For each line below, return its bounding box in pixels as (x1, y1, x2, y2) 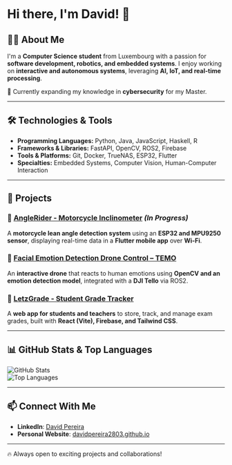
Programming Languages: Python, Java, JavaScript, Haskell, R (17, 136, 198, 144)
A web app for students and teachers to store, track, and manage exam (7, 310, 213, 318)
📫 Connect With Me (7, 401, 97, 412)
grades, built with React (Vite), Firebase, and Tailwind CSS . (7, 317, 178, 325)
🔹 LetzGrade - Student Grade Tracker (7, 294, 134, 303)
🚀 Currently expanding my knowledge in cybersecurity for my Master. (7, 88, 207, 95)
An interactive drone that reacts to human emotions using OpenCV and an (7, 269, 221, 277)
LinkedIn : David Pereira (17, 422, 85, 430)
